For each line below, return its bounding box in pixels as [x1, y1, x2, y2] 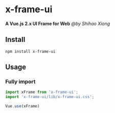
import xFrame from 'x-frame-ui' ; [5, 89, 79, 95]
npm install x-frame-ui [5, 49, 56, 54]
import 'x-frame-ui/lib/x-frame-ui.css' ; [5, 95, 95, 100]
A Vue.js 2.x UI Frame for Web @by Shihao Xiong [5, 20, 110, 27]
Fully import [5, 78, 36, 85]
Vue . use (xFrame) [5, 104, 40, 109]
